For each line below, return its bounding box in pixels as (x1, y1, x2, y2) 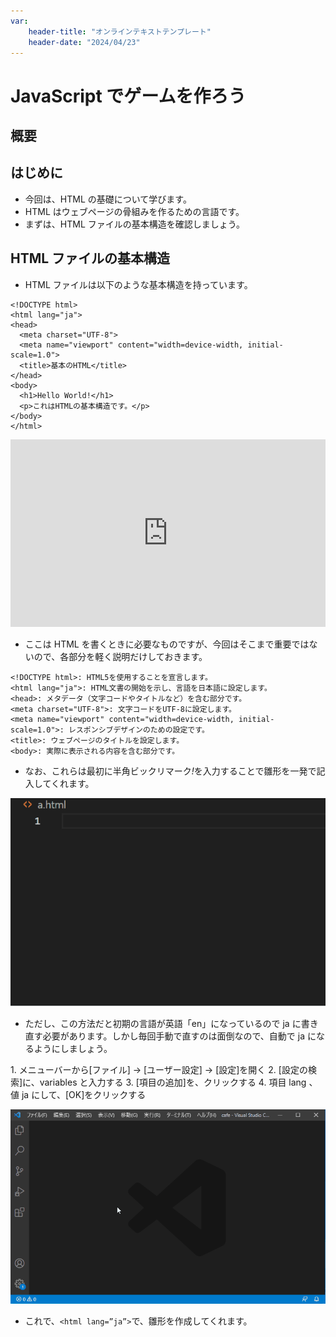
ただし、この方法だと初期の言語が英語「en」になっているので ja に (24, 1017, 302, 1029)
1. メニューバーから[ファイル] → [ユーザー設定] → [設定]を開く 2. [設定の (10, 1063, 308, 1075)
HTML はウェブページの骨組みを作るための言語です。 (24, 205, 245, 217)
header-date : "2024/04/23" (28, 37, 141, 47)
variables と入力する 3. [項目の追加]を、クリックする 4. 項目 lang (39, 1076, 307, 1088)
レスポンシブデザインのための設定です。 (68, 725, 210, 735)
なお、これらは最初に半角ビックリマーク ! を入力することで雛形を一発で (24, 765, 317, 777)
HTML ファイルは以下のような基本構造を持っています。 (24, 278, 253, 290)
